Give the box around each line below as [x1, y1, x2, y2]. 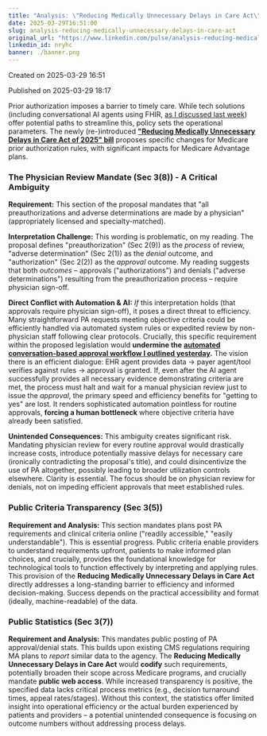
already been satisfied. [8, 416, 83, 426]
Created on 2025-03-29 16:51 [8, 71, 106, 79]
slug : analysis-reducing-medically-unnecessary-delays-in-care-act [8, 26, 237, 34]
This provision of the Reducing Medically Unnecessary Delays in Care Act [8, 571, 255, 580]
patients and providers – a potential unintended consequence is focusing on [8, 710, 257, 719]
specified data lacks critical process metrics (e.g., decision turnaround [8, 684, 240, 694]
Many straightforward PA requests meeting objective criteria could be [8, 315, 236, 324]
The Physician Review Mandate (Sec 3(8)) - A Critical [8, 172, 218, 183]
